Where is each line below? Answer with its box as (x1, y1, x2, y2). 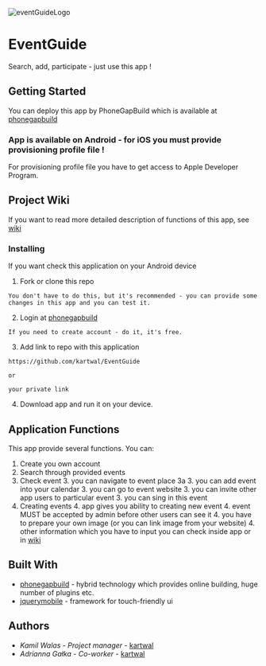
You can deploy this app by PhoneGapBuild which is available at (8, 106, 218, 115)
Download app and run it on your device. (19, 399, 153, 409)
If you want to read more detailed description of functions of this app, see (8, 215, 250, 224)
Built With (8, 558, 58, 572)
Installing (8, 243, 45, 254)
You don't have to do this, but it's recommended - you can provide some (8, 292, 258, 300)
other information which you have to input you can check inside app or (19, 526, 252, 536)
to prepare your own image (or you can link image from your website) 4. (19, 518, 256, 528)
